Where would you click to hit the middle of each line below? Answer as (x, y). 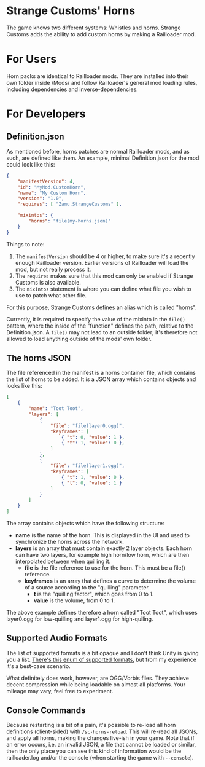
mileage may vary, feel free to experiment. (60, 691)
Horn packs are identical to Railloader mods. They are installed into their (98, 76)
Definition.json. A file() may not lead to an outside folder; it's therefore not (102, 332)
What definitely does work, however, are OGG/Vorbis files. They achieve (98, 678)
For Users (32, 59)
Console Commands (46, 710)
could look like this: (31, 164)
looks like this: (25, 386)
